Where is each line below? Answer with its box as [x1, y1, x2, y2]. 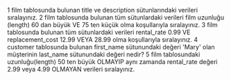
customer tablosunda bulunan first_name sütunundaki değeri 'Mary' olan [7, 43, 215, 51]
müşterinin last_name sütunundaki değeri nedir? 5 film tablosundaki [7, 50, 200, 58]
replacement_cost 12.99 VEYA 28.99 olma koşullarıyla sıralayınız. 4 [7, 35, 198, 44]
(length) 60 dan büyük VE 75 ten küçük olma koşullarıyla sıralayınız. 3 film [7, 21, 219, 29]
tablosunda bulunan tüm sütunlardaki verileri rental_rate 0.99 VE [7, 28, 191, 36]
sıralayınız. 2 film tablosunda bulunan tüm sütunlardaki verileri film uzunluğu [7, 13, 224, 22]
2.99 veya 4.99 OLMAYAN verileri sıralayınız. [7, 65, 135, 73]
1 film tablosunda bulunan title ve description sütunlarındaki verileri [7, 6, 198, 14]
